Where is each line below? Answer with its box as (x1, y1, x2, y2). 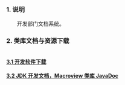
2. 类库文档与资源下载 (6, 37, 69, 45)
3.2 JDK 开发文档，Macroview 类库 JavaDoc (6, 72, 119, 79)
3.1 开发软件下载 (6, 58, 46, 65)
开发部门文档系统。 (16, 20, 65, 28)
